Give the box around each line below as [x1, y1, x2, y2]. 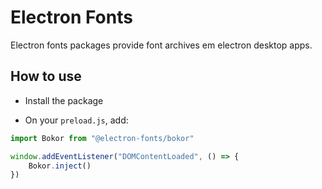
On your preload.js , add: [24, 114, 129, 126]
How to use [10, 68, 82, 85]
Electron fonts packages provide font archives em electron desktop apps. [10, 39, 313, 51]
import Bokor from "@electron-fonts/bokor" [10, 133, 195, 143]
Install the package [24, 94, 104, 106]
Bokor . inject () [28, 161, 92, 171]
